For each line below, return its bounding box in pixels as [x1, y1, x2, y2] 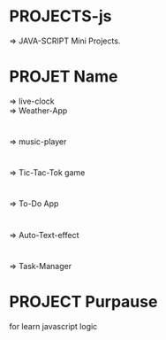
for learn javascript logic [9, 321, 98, 331]
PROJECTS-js [9, 6, 112, 27]
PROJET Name [9, 66, 118, 87]
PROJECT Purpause [9, 292, 158, 312]
